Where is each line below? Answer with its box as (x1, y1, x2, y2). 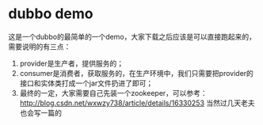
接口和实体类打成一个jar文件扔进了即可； (19, 78, 154, 88)
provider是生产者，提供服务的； (19, 59, 124, 68)
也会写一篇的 (19, 108, 62, 117)
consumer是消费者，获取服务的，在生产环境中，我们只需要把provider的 (19, 68, 253, 78)
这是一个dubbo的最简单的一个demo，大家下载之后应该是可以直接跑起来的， (8, 32, 256, 41)
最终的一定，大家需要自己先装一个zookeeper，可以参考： (19, 88, 208, 97)
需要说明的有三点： (8, 41, 71, 51)
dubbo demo (8, 5, 93, 23)
